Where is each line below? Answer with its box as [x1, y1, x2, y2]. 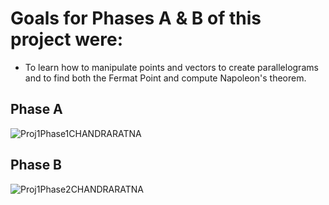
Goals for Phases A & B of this [10, 7, 262, 30]
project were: [10, 28, 124, 51]
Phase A [10, 101, 63, 118]
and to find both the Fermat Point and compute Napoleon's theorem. [24, 72, 307, 84]
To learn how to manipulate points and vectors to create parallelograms [24, 61, 319, 73]
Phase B [10, 157, 63, 174]
